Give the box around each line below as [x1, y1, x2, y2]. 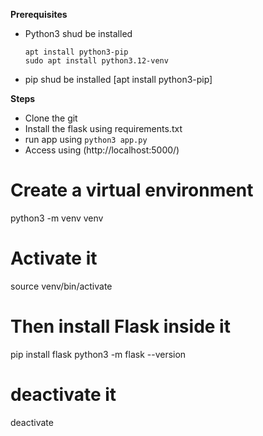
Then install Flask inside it [10, 315, 231, 338]
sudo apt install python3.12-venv [24, 56, 169, 66]
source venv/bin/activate [10, 280, 113, 292]
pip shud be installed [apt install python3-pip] [24, 74, 213, 85]
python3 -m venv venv [10, 212, 104, 224]
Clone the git [24, 112, 78, 124]
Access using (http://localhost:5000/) [24, 144, 180, 156]
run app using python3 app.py [24, 134, 148, 145]
